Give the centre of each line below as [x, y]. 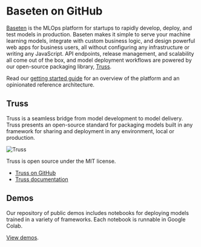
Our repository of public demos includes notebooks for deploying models [98, 212]
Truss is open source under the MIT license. [61, 161]
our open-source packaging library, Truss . [59, 66]
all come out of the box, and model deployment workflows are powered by [99, 60]
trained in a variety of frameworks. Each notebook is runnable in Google [96, 219]
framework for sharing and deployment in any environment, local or [90, 131]
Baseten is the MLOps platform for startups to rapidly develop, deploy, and [99, 28]
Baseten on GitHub [54, 11]
